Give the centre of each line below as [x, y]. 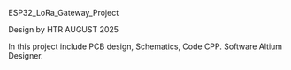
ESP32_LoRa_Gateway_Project [64, 13]
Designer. [26, 56]
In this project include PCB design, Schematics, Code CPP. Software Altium [145, 46]
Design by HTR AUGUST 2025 [64, 29]
